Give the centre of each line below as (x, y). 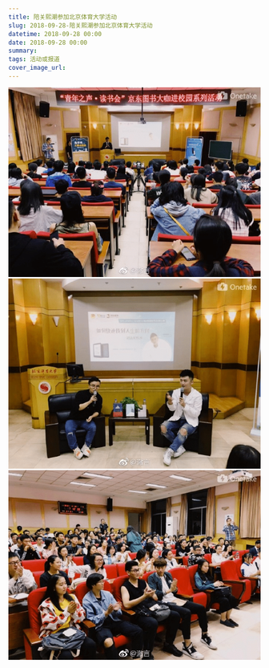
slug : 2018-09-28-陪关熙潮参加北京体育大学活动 (81, 25)
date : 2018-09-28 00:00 (48, 43)
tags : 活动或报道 (34, 59)
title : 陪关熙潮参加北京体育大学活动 (63, 17)
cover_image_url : (37, 68)
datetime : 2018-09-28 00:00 (55, 34)
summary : (23, 51)
